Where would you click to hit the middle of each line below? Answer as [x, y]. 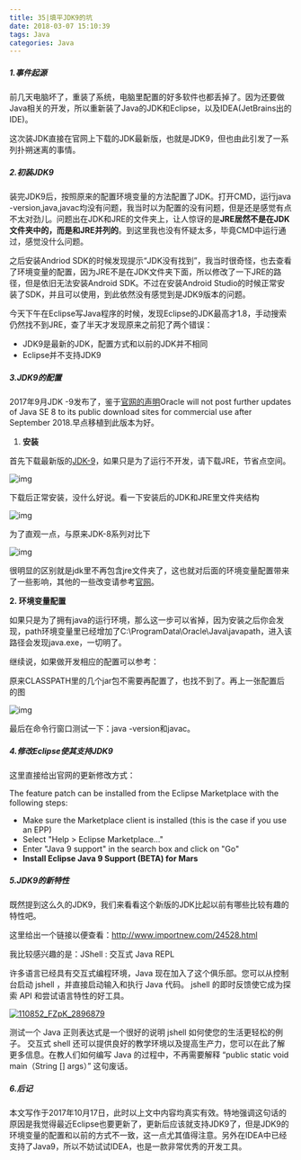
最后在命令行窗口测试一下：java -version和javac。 [102, 729]
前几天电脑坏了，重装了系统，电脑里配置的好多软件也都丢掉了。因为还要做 [147, 97]
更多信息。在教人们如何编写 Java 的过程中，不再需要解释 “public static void [149, 1055]
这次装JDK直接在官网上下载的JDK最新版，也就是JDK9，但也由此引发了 [142, 139]
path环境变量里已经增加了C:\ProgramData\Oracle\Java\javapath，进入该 [158, 632]
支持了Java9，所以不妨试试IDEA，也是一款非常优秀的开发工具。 [128, 1147]
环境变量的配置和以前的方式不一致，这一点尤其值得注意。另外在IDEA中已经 [148, 1136]
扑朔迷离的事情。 [49, 150]
